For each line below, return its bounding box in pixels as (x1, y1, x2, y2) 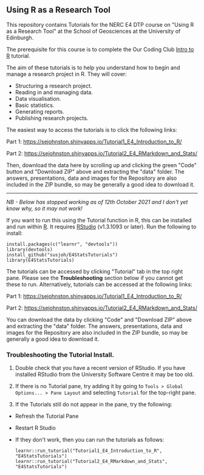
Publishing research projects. (15, 114, 89, 121)
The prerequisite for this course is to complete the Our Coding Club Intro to (6, 46, 194, 53)
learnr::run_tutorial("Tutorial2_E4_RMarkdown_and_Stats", (15, 459, 168, 465)
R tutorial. (6, 52, 30, 60)
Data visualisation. (15, 95, 61, 102)
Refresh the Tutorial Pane (15, 412, 79, 420)
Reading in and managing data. (15, 88, 93, 96)
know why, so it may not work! (6, 205, 83, 212)
